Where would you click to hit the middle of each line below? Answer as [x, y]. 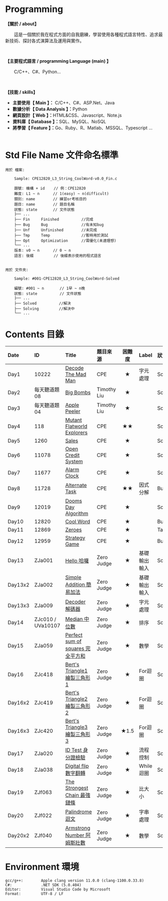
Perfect [74, 635]
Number [75, 835]
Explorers [76, 432]
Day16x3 [19, 731]
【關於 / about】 [22, 24]
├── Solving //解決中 [44, 309]
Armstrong [78, 828]
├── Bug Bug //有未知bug [59, 225]
